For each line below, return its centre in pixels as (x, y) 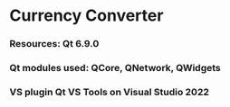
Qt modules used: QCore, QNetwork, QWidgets (115, 68)
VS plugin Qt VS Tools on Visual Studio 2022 (110, 92)
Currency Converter (86, 16)
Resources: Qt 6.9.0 (54, 44)
